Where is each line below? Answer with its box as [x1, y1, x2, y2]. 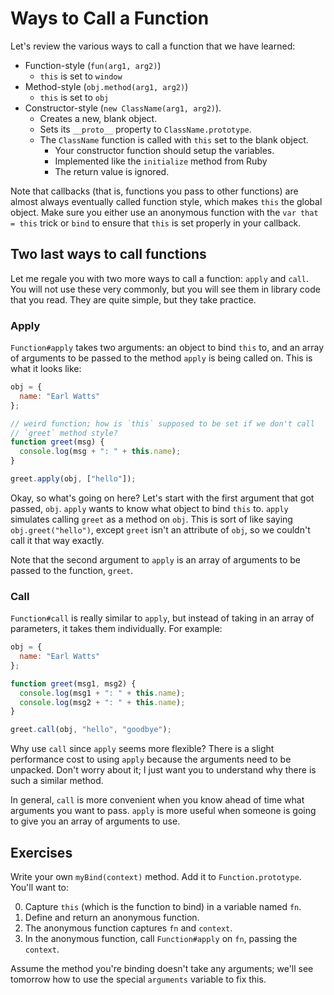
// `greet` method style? [10, 428, 118, 438]
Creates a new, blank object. [39, 112, 158, 124]
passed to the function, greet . [10, 564, 133, 576]
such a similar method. [10, 775, 104, 787]
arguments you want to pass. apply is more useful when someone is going [10, 805, 317, 817]
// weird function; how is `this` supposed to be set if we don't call [10, 418, 315, 429]
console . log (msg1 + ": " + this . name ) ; [19, 688, 186, 698]
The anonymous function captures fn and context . [24, 922, 233, 934]
